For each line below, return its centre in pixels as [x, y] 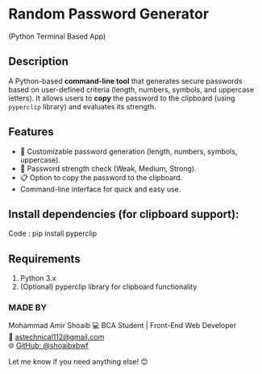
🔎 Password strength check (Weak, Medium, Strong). [108, 168]
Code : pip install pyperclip [53, 233]
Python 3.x [38, 278]
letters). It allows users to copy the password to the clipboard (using [122, 98]
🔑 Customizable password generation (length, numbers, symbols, [129, 151]
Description [38, 62]
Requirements [44, 259]
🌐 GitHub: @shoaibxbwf [48, 346]
